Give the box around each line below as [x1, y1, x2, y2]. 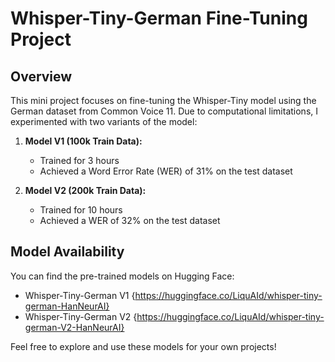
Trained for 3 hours [39, 155, 120, 166]
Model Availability [10, 243, 125, 261]
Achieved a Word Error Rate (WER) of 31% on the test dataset [39, 165, 293, 177]
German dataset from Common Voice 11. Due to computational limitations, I [10, 105, 319, 117]
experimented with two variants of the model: [10, 116, 198, 127]
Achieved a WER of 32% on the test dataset [39, 215, 221, 226]
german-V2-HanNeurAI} [24, 321, 125, 333]
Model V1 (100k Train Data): [24, 135, 143, 147]
